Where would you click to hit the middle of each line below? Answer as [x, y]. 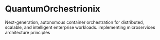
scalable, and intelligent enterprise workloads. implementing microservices [80, 27]
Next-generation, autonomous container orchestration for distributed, [75, 22]
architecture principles [27, 32]
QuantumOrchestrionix [53, 9]
